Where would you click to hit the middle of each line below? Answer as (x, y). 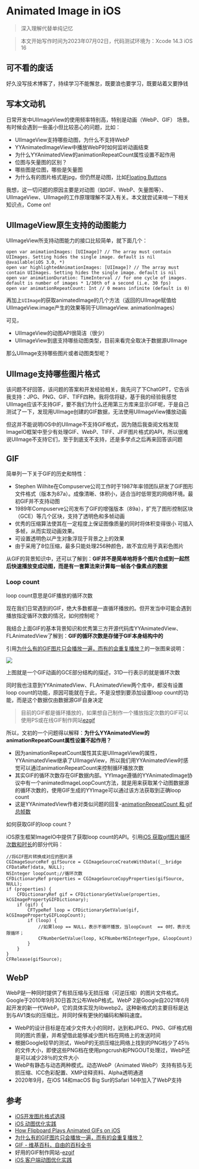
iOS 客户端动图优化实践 (43, 1159)
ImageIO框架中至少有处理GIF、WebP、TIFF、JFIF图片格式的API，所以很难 (97, 432)
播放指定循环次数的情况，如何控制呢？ (53, 616)
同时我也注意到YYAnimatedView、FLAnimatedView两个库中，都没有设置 (95, 685)
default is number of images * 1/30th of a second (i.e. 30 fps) (89, 283)
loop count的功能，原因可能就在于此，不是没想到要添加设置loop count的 (95, 693)
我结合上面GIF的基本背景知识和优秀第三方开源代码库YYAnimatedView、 (94, 628)
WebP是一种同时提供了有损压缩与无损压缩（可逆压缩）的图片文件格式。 (94, 993)
